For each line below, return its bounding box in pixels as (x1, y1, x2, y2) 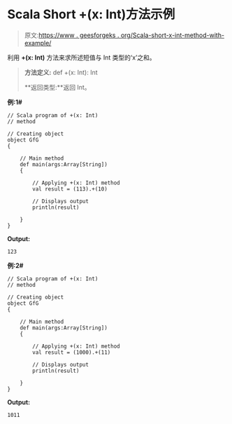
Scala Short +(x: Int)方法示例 (7, 6, 175, 22)
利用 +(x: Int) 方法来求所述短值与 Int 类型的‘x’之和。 (7, 53, 156, 62)
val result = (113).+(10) (32, 185, 108, 193)
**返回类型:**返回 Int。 (24, 83, 91, 91)
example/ (24, 39, 52, 47)
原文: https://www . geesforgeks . (24, 31, 119, 39)
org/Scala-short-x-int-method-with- (120, 31, 225, 39)
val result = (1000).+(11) (32, 348, 111, 356)
